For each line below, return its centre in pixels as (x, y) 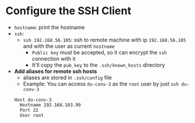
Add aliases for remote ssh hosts (55, 71)
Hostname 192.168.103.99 (50, 105)
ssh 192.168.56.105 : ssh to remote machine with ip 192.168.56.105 (104, 40)
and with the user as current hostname (69, 46)
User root (32, 115)
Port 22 (29, 110)
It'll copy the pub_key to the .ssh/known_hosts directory (98, 65)
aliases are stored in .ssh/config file (67, 77)
